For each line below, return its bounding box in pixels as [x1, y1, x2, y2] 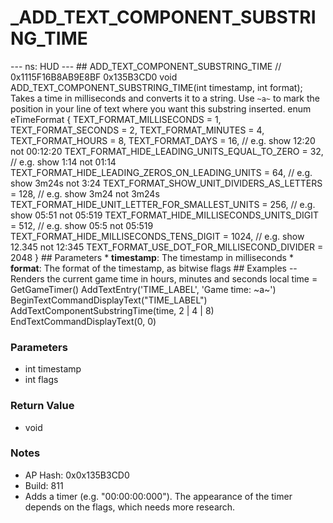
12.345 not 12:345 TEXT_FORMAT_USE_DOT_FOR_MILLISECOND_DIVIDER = [10, 241, 324, 253]
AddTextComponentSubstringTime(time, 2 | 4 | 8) [10, 304, 215, 316]
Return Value [10, 399, 75, 413]
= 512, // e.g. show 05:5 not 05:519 [10, 219, 154, 231]
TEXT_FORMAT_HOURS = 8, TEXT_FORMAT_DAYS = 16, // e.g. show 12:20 [10, 134, 316, 146]
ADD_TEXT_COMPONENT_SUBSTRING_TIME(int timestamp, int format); [10, 81, 303, 93]
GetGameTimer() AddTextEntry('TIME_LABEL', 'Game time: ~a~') [10, 283, 277, 295]
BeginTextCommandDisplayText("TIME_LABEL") [10, 294, 208, 306]
